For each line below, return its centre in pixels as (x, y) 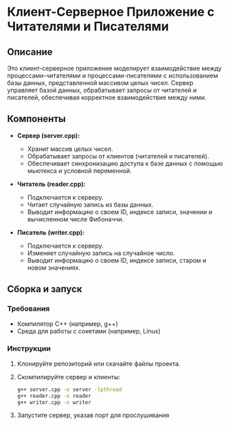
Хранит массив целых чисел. (70, 149)
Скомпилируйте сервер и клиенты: (68, 377)
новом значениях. (54, 268)
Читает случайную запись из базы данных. (90, 204)
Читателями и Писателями (88, 26)
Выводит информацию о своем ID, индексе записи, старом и (117, 260)
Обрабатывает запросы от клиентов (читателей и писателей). (118, 156)
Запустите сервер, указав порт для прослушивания (93, 415)
